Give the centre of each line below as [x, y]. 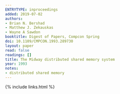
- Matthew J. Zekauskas [29, 28]
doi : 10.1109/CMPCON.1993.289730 [39, 41]
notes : [12, 69]
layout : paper [20, 46]
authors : [14, 19]
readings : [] [18, 55]
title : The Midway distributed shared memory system [60, 59]
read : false [17, 50]
